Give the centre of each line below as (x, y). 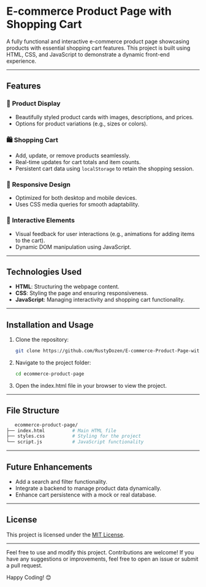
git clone (28, 351)
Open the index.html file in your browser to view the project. (91, 385)
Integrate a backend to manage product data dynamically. (88, 488)
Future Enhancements (50, 467)
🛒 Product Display (33, 104)
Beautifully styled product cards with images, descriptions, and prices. (105, 117)
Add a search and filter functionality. (61, 482)
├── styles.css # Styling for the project (74, 436)
